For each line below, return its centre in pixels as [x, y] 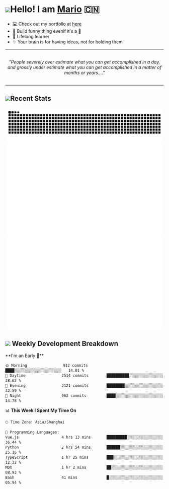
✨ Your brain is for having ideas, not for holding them [68, 42]
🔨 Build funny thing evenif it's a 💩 [47, 31]
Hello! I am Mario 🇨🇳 [55, 9]
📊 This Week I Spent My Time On [41, 410]
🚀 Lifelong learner [31, 36]
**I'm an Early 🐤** [25, 356]
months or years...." [84, 73]
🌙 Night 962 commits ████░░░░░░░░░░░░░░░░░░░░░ [84, 396]
